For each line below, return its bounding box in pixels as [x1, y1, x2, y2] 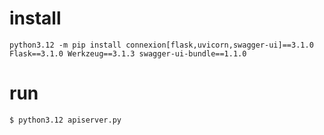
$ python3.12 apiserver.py [9, 115, 122, 125]
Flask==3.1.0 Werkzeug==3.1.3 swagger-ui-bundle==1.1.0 [9, 48, 247, 59]
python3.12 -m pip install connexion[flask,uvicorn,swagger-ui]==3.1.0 [9, 40, 314, 50]
